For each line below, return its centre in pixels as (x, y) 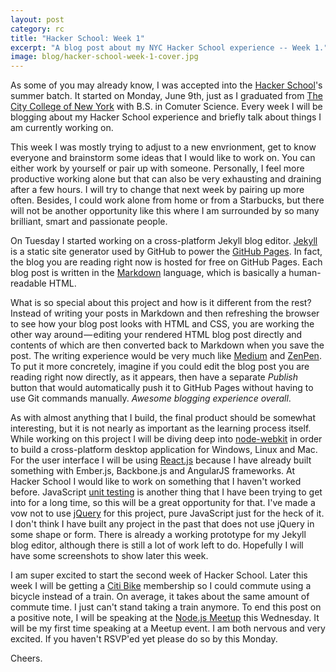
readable (28, 283)
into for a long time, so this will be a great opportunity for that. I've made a (163, 503)
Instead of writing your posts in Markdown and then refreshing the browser (165, 313)
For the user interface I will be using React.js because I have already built (161, 460)
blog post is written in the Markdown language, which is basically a (148, 273)
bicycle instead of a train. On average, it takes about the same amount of (160, 597)
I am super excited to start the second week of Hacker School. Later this (159, 575)
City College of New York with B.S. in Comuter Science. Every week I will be (166, 107)
